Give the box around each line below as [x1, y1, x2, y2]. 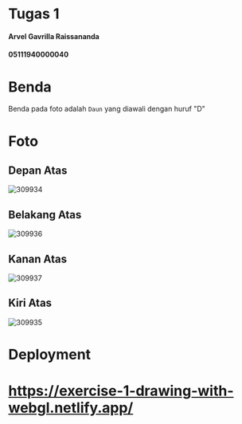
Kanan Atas [8, 252, 68, 265]
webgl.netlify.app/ [8, 399, 134, 417]
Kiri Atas [8, 296, 53, 310]
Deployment [8, 345, 92, 363]
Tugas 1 [8, 5, 60, 23]
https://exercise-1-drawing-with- [8, 382, 234, 400]
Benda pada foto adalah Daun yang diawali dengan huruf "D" [8, 104, 205, 114]
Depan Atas [8, 163, 68, 177]
